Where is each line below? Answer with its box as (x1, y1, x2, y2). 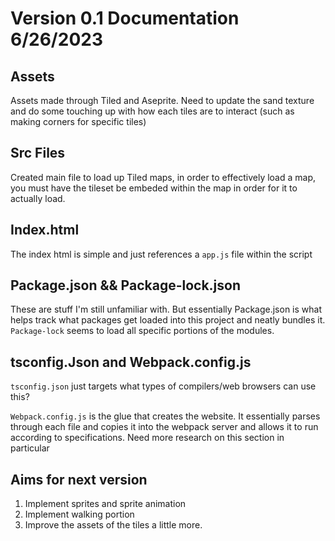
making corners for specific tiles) (10, 116, 147, 127)
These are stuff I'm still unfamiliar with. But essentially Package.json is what (10, 303, 322, 316)
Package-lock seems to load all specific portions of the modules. (10, 325, 275, 337)
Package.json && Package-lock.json (10, 277, 242, 294)
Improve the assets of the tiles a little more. (24, 519, 203, 531)
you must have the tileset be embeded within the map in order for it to (10, 182, 298, 194)
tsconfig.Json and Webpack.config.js (10, 353, 252, 371)
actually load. (10, 192, 66, 204)
